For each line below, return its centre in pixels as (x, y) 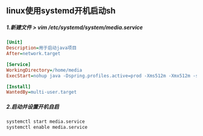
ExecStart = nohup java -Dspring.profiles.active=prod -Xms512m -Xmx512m (98, 76)
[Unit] (14, 42)
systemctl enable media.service (47, 128)
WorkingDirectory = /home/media (44, 70)
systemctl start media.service (46, 122)
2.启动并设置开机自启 (33, 106)
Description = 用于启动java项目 (41, 48)
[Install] (19, 86)
